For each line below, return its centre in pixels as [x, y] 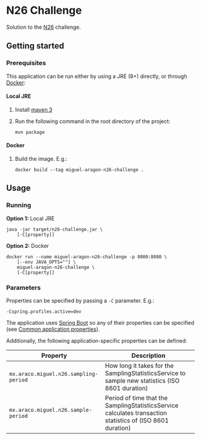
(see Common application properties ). [53, 329]
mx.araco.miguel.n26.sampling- [54, 374]
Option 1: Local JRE [31, 218]
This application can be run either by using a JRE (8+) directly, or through [97, 76]
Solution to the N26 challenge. [44, 27]
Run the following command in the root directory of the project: [92, 121]
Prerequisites [26, 63]
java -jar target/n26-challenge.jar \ [54, 229]
